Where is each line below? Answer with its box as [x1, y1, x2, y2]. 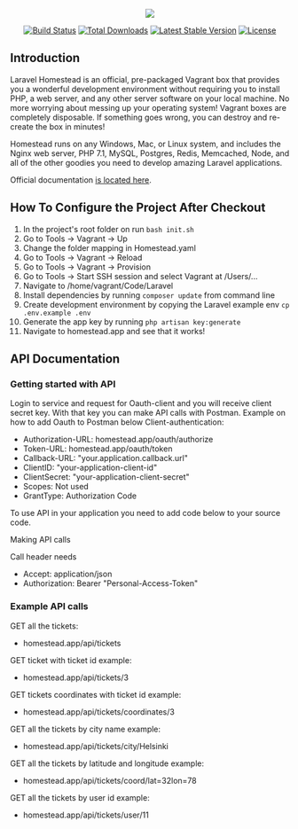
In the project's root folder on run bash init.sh [22, 223, 194, 234]
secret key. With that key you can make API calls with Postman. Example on [10, 408, 286, 418]
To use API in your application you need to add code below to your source [10, 508, 281, 519]
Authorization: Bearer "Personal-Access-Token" [22, 578, 199, 589]
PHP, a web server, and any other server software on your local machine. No [10, 93, 290, 104]
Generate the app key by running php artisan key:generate [22, 316, 241, 327]
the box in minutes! [35, 121, 106, 132]
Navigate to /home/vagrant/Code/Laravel [22, 280, 174, 291]
